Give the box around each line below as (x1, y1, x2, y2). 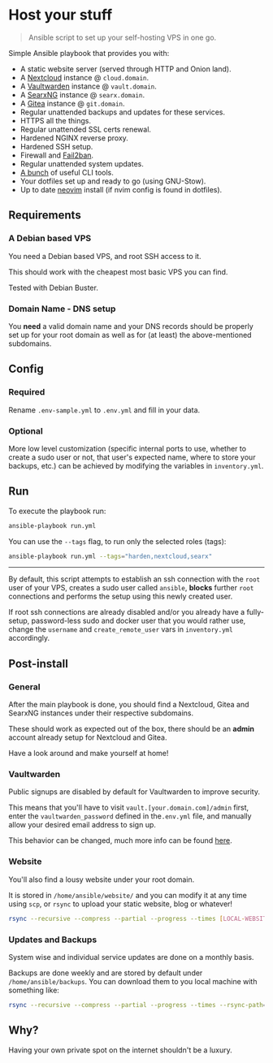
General (8, 681, 41, 692)
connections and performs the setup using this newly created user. (8, 591, 233, 602)
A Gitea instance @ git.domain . (19, 98, 125, 108)
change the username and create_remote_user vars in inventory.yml (8, 624, 233, 634)
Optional (8, 425, 43, 436)
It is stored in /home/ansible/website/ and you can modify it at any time (8, 890, 248, 900)
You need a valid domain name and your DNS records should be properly (8, 321, 253, 331)
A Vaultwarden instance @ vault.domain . (19, 81, 157, 91)
